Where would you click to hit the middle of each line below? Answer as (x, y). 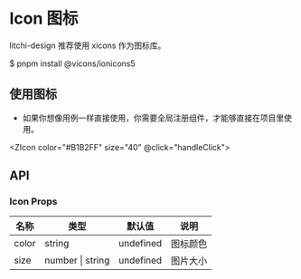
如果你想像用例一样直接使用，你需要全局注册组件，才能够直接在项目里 (153, 118)
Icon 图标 (44, 19)
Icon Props (33, 202)
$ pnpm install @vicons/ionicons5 (72, 63)
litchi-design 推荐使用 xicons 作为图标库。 (88, 45)
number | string (77, 261)
